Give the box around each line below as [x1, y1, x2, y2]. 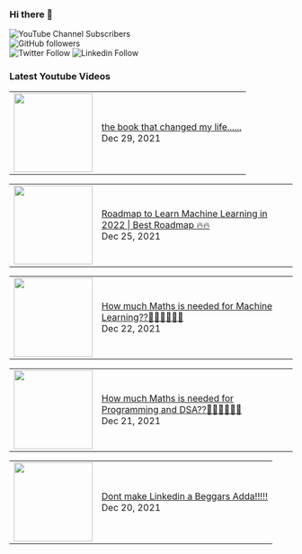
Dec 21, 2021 [102, 414, 162, 427]
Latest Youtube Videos [9, 70, 111, 83]
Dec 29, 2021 [102, 132, 162, 144]
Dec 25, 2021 [102, 230, 162, 242]
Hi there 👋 [9, 8, 54, 21]
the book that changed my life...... [102, 121, 243, 133]
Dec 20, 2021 [102, 501, 162, 513]
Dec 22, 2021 [102, 322, 162, 334]
